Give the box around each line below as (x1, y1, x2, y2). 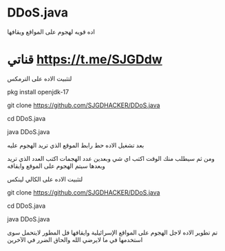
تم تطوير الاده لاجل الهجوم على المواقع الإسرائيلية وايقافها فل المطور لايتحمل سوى (7, 228, 218, 237)
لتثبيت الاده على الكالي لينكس (7, 175, 83, 183)
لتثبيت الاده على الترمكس (7, 74, 72, 83)
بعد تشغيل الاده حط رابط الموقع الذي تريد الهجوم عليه (7, 141, 144, 149)
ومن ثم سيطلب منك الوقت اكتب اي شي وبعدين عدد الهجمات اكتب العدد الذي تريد (7, 154, 215, 162)
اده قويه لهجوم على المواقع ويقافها (7, 28, 95, 36)
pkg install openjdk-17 (7, 87, 69, 96)
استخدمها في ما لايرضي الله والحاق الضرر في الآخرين (7, 235, 143, 243)
